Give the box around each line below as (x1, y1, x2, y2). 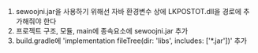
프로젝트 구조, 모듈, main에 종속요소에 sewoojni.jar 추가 (15, 26, 189, 35)
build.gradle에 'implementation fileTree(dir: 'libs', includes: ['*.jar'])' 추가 (15, 36, 247, 45)
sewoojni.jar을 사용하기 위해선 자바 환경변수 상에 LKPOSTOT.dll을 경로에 (15, 7, 242, 16)
